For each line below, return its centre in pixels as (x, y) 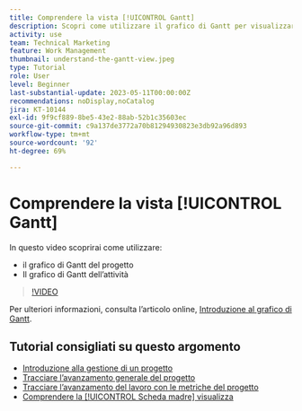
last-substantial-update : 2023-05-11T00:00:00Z (100, 92)
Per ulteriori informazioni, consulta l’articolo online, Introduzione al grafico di (151, 309)
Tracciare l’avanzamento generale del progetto (109, 378)
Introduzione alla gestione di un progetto (98, 368)
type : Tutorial (38, 68)
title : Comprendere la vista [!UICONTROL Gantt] (102, 17)
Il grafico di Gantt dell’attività (75, 274)
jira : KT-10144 (38, 109)
